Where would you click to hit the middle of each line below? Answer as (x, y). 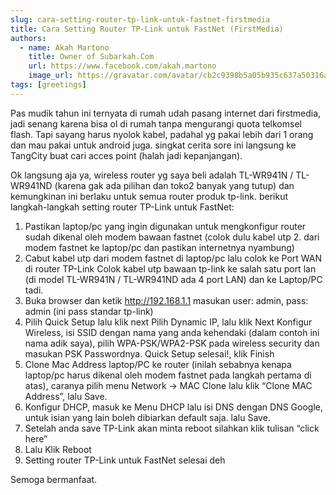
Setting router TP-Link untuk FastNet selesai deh (125, 460)
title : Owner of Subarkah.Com (91, 57)
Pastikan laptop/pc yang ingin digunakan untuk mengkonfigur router (165, 226)
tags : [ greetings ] (48, 85)
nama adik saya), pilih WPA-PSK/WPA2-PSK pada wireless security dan (172, 343)
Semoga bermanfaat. (54, 479)
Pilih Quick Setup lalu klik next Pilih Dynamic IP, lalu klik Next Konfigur (168, 322)
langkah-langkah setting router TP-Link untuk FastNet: (122, 207)
